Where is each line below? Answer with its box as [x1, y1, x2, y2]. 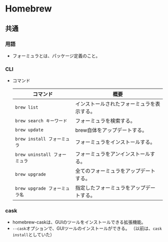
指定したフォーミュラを [75, 184, 131, 191]
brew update [14, 127, 43, 133]
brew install [14, 136, 46, 142]
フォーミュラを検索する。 [75, 117, 136, 124]
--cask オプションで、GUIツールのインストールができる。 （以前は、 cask [12, 225, 162, 231]
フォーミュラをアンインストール [75, 151, 150, 158]
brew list [14, 105, 38, 110]
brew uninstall [14, 152, 51, 158]
